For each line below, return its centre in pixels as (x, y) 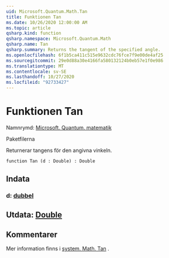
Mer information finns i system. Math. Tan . (58, 249)
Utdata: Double (34, 215)
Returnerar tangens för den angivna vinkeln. (59, 150)
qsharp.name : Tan (27, 45)
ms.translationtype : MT (35, 66)
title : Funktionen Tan (34, 17)
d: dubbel (20, 196)
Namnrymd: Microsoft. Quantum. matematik (59, 127)
